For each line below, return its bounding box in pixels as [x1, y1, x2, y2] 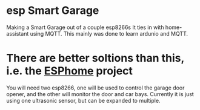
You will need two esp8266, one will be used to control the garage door [6, 84, 185, 91]
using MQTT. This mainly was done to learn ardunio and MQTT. [30, 30, 188, 37]
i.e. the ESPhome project [6, 64, 133, 78]
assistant [6, 30, 29, 37]
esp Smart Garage [6, 4, 99, 18]
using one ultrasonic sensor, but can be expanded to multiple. [6, 97, 161, 104]
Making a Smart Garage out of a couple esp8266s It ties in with [6, 24, 164, 31]
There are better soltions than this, [6, 51, 185, 65]
